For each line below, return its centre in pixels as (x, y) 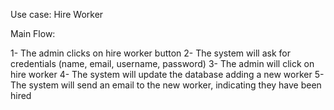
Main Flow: (33, 33)
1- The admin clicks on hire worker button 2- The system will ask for (150, 53)
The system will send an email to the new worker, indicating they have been (166, 85)
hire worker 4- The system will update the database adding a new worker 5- (167, 74)
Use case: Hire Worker (57, 14)
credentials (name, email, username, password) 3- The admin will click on (162, 63)
